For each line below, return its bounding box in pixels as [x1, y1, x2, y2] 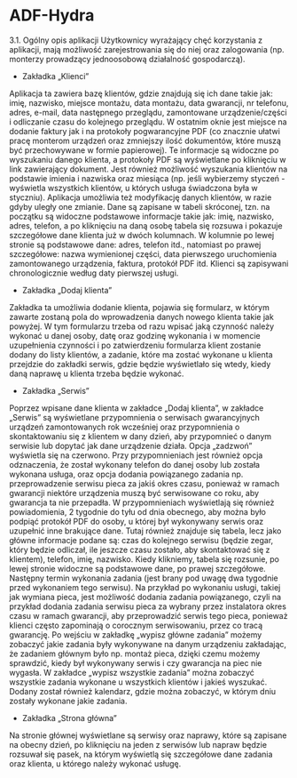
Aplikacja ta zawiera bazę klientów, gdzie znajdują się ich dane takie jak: [9, 88, 273, 99]
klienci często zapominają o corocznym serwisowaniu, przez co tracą [9, 620, 263, 630]
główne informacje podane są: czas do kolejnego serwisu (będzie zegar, [9, 534, 274, 545]
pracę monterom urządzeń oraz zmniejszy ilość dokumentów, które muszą [9, 135, 282, 146]
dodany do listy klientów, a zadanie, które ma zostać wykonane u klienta [9, 349, 273, 360]
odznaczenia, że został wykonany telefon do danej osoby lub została [9, 459, 260, 469]
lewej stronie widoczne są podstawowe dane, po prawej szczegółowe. [9, 563, 266, 573]
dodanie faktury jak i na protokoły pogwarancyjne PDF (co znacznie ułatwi [9, 125, 281, 136]
